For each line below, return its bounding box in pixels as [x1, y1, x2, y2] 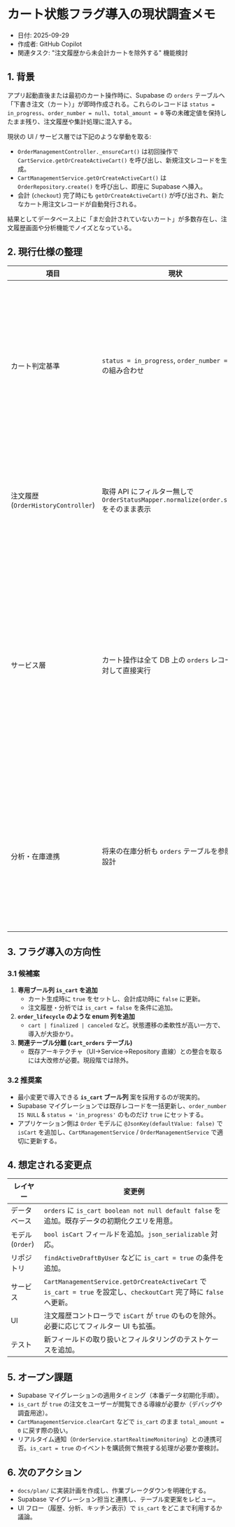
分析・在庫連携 [10, 851, 61, 861]
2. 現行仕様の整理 [7, 246, 83, 258]
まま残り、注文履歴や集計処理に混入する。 [13, 117, 136, 126]
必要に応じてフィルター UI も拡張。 [43, 1321, 160, 1331]
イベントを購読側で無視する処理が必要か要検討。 [81, 1443, 222, 1453]
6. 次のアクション [7, 1466, 83, 1478]
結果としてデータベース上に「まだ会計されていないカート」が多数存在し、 [7, 215, 222, 223]
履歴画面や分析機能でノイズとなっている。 [13, 223, 136, 232]
